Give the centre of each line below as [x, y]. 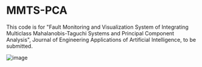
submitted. [20, 46]
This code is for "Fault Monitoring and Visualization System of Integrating [97, 27]
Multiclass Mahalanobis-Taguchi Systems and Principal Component [90, 33]
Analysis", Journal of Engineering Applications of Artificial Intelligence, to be [101, 39]
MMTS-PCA [37, 10]
